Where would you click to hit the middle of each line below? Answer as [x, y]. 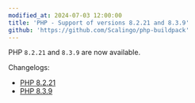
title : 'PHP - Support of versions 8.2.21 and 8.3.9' [99, 23]
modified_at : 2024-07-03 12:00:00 [65, 15]
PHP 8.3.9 [36, 91]
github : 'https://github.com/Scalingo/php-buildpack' [99, 30]
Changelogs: [29, 68]
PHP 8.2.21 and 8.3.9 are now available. [75, 53]
